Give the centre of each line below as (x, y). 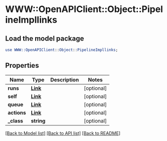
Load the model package (45, 38)
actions (17, 112)
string (38, 120)
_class (16, 120)
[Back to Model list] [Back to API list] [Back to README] (63, 133)
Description (64, 80)
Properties (22, 65)
